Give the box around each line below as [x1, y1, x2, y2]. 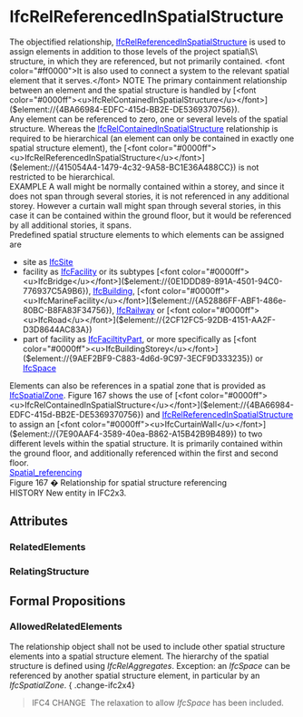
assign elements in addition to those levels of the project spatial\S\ [9, 45, 259, 56]
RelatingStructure [9, 565, 90, 578]
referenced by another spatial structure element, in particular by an [9, 670, 260, 681]
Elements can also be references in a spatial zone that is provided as [9, 379, 266, 391]
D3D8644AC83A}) [22, 324, 93, 335]
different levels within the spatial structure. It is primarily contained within [9, 437, 283, 448]
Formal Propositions [9, 593, 126, 609]
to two [239, 428, 263, 439]
